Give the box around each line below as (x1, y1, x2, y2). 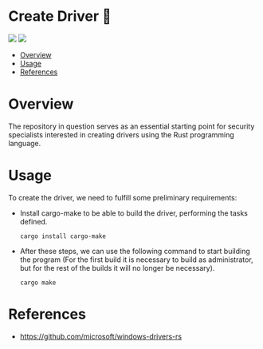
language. (8, 138, 41, 148)
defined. (19, 216, 48, 226)
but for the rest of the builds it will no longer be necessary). (19, 263, 215, 272)
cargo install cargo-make (19, 232, 106, 240)
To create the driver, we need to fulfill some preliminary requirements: (8, 192, 237, 202)
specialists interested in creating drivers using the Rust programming (8, 129, 235, 139)
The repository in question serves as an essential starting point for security (8, 121, 255, 131)
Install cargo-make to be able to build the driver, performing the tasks (19, 208, 249, 218)
